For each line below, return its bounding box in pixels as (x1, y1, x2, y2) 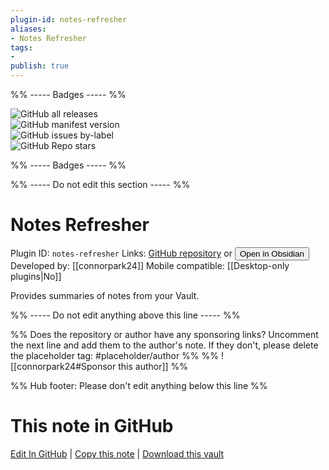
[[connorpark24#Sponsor (10, 360, 117, 372)
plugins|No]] (10, 270, 62, 282)
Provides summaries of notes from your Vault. (10, 289, 200, 301)
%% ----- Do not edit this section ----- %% (10, 179, 191, 190)
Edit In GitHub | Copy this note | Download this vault (10, 447, 225, 460)
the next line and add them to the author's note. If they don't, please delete (10, 339, 319, 351)
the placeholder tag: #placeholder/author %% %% (10, 349, 220, 361)
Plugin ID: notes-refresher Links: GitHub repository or (10, 247, 233, 259)
